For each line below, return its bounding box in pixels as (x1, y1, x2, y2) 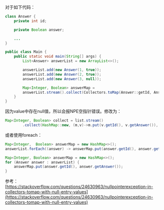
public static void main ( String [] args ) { (14, 54, 102, 59)
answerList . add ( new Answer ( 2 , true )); (22, 72, 102, 77)
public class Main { (5, 49, 47, 55)
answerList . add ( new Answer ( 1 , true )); (22, 67, 102, 72)
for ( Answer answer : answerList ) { (5, 160, 80, 165)
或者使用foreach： (5, 132, 42, 138)
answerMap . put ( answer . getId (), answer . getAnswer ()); (14, 164, 123, 169)
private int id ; (14, 19, 47, 23)
